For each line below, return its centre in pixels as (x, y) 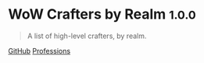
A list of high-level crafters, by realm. (87, 36)
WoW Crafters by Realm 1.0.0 (102, 14)
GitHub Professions (39, 51)
